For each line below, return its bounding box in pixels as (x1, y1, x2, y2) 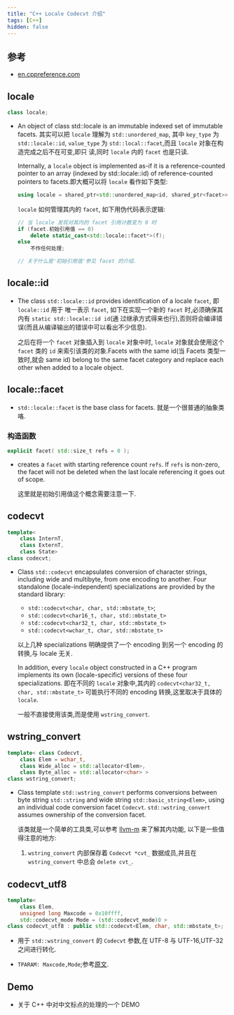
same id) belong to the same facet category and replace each (45, 355, 224, 363)
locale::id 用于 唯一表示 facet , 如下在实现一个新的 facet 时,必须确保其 (17, 305, 223, 314)
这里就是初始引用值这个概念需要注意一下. (17, 489, 137, 498)
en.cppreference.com (17, 70, 81, 79)
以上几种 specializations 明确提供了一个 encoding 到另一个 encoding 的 (17, 640, 223, 649)
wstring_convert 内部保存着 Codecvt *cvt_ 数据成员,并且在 (27, 849, 197, 857)
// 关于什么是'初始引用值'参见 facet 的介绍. (17, 257, 137, 265)
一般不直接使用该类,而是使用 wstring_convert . (17, 710, 151, 718)
